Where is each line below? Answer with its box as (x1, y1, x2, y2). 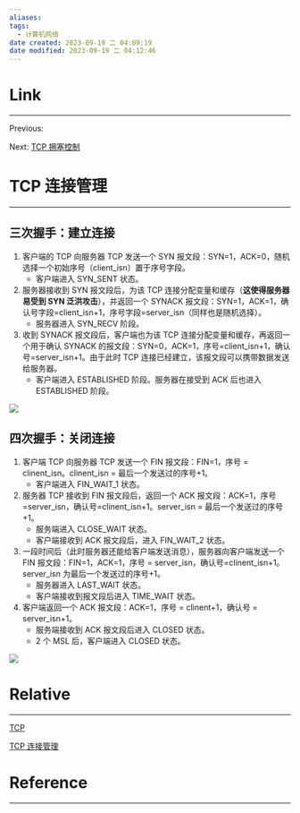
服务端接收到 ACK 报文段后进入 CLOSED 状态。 (35, 624, 210, 635)
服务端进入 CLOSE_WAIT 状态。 (35, 523, 153, 534)
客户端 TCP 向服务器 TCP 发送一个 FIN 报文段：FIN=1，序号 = (21, 456, 249, 466)
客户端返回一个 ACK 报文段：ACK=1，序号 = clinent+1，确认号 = (21, 602, 258, 612)
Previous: (9, 123, 45, 134)
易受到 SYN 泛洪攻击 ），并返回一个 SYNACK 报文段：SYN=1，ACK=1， (21, 295, 281, 306)
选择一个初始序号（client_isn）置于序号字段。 (21, 261, 190, 273)
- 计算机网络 (17, 30, 60, 39)
